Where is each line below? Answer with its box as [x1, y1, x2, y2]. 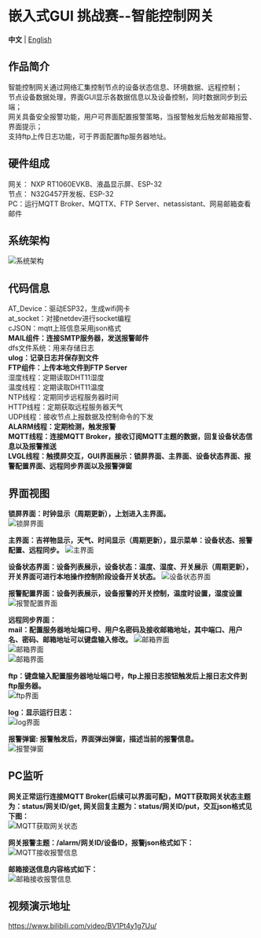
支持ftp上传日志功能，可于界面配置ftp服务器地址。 [8, 131, 171, 141]
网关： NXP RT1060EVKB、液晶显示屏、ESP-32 [8, 179, 163, 189]
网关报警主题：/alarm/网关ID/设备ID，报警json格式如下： [8, 837, 194, 847]
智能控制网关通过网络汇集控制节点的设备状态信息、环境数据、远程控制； [8, 82, 242, 91]
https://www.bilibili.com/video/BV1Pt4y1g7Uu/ [8, 921, 157, 930]
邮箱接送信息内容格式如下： [8, 864, 98, 873]
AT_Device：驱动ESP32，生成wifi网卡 [8, 304, 130, 313]
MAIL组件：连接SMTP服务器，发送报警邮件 [8, 334, 149, 343]
